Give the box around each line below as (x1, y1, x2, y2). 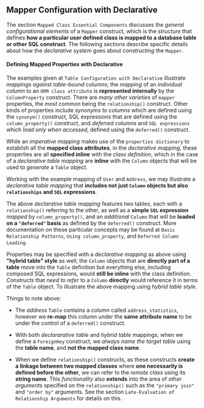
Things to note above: (6, 295, 62, 302)
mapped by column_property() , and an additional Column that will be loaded (6, 213, 195, 221)
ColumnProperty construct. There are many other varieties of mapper (6, 94, 175, 101)
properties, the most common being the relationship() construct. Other (6, 100, 188, 108)
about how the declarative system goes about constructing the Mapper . (6, 47, 184, 54)
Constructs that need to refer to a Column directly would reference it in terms (6, 277, 198, 284)
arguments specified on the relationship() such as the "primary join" (15, 382, 195, 389)
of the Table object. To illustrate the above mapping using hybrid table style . (6, 283, 197, 291)
